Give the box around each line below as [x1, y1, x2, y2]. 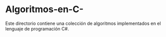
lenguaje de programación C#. [5, 25, 69, 31]
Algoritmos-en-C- [5, 4, 84, 15]
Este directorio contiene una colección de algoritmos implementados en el [5, 20, 161, 26]
